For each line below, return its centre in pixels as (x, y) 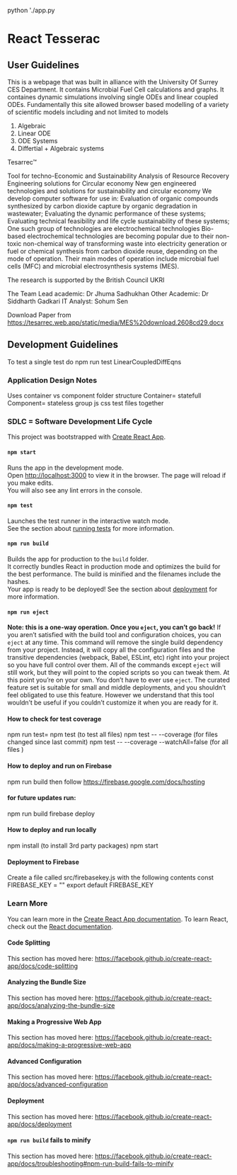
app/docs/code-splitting (43, 966)
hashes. (19, 582)
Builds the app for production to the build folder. (78, 559)
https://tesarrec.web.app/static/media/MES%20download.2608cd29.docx (116, 322)
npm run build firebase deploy (51, 814)
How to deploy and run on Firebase (59, 766)
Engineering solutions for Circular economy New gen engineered (102, 183)
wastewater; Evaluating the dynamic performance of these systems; (107, 213)
